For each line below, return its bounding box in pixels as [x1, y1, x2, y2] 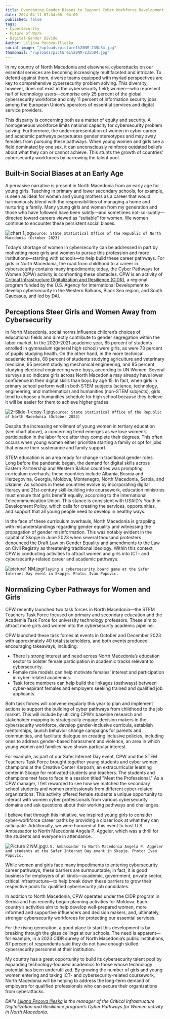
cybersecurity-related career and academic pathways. [5, 556, 119, 562]
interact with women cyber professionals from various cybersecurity [5, 796, 148, 802]
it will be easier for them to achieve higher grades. [5, 399, 110, 405]
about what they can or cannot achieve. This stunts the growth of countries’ [5, 149, 163, 155]
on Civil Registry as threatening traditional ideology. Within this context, [5, 545, 154, 551]
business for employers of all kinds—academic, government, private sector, [5, 872, 163, 879]
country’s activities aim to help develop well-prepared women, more [5, 904, 147, 910]
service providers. [5, 107, 43, 113]
